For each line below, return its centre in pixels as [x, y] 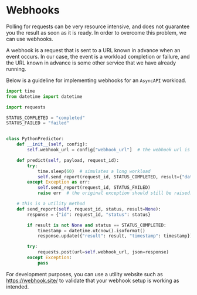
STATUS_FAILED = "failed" [38, 123]
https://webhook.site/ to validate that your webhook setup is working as [93, 280]
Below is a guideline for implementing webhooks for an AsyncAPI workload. [96, 80]
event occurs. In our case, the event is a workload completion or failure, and [98, 56]
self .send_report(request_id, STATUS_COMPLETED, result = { [110, 177]
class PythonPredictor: [35, 139]
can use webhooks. [30, 39]
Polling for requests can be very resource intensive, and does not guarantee [98, 26]
